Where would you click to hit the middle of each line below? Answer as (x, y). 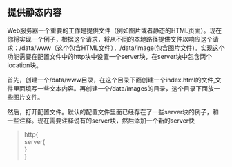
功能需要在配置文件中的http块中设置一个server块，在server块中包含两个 (110, 56)
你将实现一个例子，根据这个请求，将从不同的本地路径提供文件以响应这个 (110, 39)
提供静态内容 (35, 12)
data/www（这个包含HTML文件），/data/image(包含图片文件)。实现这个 (123, 48)
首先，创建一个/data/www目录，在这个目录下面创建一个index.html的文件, (111, 80)
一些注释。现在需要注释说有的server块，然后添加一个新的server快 (101, 121)
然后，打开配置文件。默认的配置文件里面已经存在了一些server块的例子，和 (113, 112)
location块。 (25, 65)
